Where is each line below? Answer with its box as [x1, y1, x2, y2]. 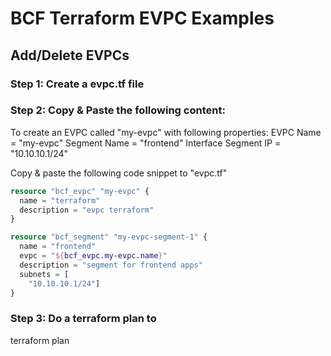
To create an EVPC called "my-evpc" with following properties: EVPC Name [10, 126, 322, 138]
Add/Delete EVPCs [10, 47, 130, 64]
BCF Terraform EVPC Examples [10, 7, 275, 30]
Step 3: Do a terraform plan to [10, 312, 157, 326]
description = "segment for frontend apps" [19, 260, 203, 270]
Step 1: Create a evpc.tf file [10, 77, 145, 91]
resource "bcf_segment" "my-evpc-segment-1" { [10, 232, 208, 242]
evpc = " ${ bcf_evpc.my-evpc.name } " [19, 251, 168, 261]
